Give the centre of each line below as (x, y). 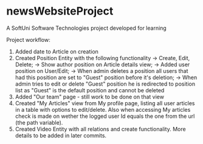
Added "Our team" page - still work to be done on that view (89, 97)
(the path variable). (39, 122)
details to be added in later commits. (61, 135)
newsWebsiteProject (60, 11)
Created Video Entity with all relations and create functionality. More (101, 129)
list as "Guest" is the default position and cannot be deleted (90, 90)
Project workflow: (28, 39)
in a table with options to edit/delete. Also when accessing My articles (103, 109)
